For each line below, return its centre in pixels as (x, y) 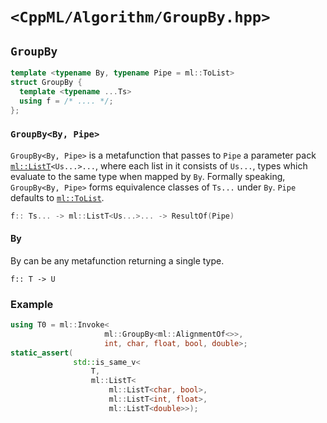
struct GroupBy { (46, 82)
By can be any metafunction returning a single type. (117, 260)
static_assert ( (42, 353)
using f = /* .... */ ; (66, 101)
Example (32, 304)
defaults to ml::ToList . (57, 197)
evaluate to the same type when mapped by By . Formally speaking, (148, 176)
